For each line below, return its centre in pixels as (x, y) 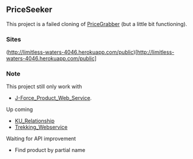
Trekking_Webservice (41, 127)
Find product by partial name (50, 150)
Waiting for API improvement (41, 139)
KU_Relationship (35, 121)
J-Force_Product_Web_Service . (53, 98)
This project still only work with (44, 87)
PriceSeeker (29, 10)
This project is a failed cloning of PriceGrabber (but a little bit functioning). (97, 24)
